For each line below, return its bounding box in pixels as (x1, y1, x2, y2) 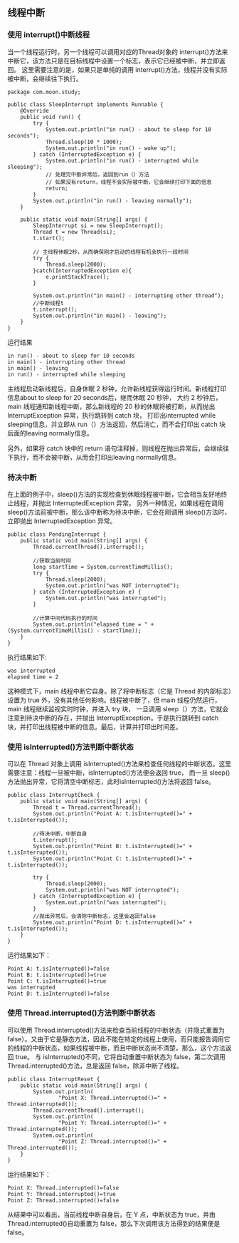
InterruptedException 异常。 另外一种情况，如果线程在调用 (52, 498, 224, 507)
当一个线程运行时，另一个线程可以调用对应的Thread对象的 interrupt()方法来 (7, 47, 228, 56)
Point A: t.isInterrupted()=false (7, 965, 110, 973)
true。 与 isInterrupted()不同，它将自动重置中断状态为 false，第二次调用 (15, 1052, 226, 1061)
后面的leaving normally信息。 (7, 428, 94, 437)
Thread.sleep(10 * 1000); (45, 138, 122, 145)
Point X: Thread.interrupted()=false (7, 1184, 119, 1192)
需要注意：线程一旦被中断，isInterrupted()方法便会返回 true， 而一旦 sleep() (7, 768, 230, 777)
